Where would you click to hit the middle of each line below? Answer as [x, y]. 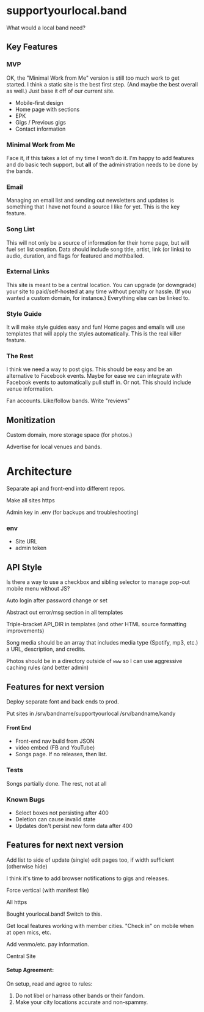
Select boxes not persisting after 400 [62, 813]
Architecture [39, 471]
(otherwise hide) [27, 866]
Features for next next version [65, 845]
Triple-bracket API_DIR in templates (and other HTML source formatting [97, 624]
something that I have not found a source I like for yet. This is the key [93, 207]
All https [17, 902]
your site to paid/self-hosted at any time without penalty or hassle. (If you [99, 291]
